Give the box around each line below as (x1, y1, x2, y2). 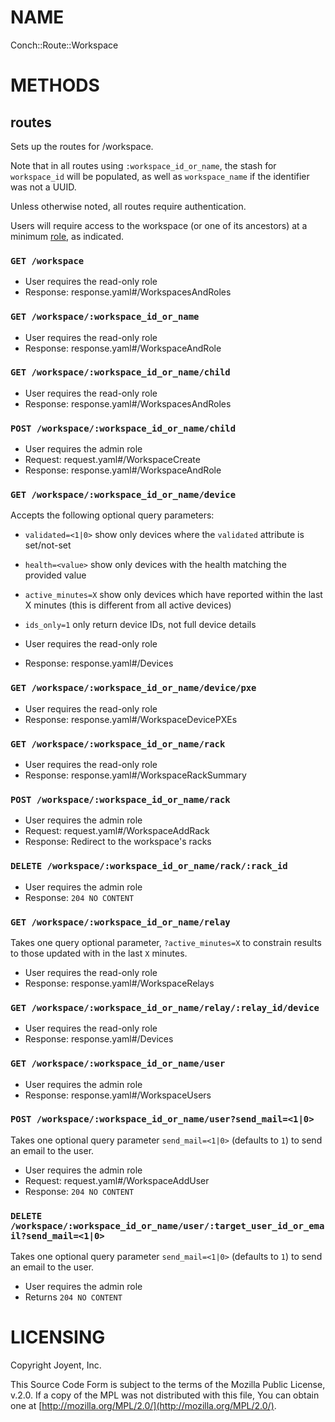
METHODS (10, 74, 100, 97)
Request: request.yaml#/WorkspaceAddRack (24, 825, 210, 837)
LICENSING (10, 1326, 106, 1349)
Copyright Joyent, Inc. (10, 1359, 102, 1371)
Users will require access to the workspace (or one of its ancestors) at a (10, 219, 308, 231)
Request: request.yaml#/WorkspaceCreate (24, 454, 201, 466)
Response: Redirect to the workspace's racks (24, 836, 212, 848)
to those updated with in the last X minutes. (10, 947, 188, 959)
